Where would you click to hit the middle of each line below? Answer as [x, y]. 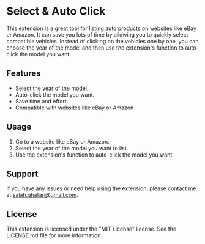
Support [22, 173]
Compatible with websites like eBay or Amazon [74, 108]
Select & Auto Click [56, 11]
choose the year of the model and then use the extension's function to [95, 48]
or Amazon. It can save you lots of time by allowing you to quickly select [97, 34]
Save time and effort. [42, 101]
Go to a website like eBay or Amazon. [62, 141]
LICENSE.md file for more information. [54, 235]
